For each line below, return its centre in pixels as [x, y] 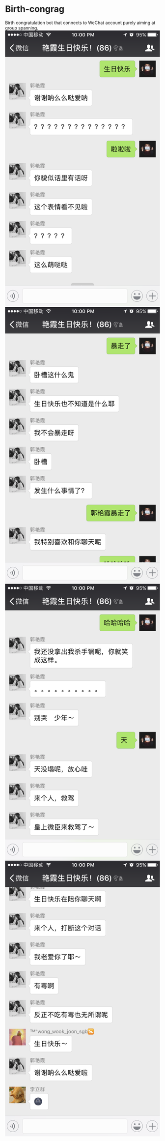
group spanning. [22, 28]
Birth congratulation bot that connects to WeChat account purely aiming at [80, 23]
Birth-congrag [35, 9]
